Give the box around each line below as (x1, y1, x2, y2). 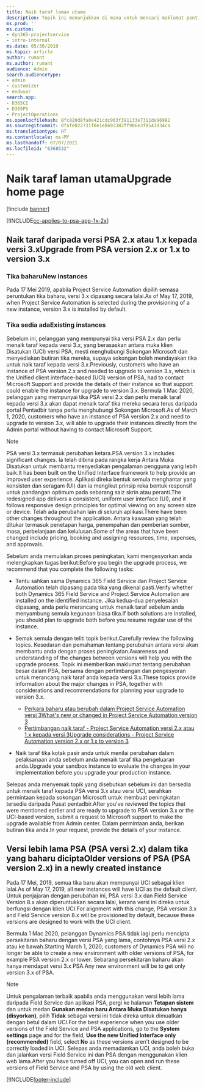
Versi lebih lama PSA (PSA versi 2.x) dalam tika (6, 844, 189, 854)
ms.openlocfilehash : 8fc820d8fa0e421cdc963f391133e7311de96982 (6, 117, 171, 123)
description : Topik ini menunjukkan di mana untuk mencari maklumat (6, 15, 184, 21)
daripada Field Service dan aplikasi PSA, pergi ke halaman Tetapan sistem (6, 999, 194, 1006)
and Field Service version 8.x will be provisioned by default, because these (6, 912, 195, 919)
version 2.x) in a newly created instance (6, 863, 162, 873)
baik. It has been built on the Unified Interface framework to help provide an (6, 469, 196, 476)
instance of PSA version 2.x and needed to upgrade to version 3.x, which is (6, 367, 196, 374)
